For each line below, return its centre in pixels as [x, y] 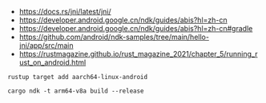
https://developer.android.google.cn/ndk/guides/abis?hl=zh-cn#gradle [136, 28]
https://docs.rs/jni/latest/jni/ [65, 12]
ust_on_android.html [52, 62]
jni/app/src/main [46, 46]
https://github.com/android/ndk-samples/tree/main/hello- [114, 37]
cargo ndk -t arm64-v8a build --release [76, 91]
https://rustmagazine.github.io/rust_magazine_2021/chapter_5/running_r [138, 54]
